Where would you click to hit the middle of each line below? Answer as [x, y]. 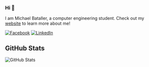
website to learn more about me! [38, 23]
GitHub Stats [25, 48]
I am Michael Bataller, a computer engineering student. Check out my [75, 18]
